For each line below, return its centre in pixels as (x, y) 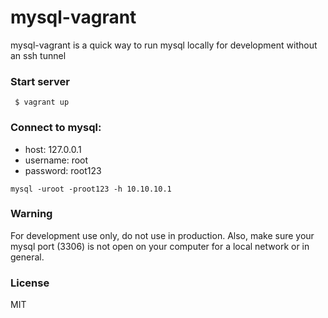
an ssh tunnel (38, 55)
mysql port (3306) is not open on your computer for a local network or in (160, 246)
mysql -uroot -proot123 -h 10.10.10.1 (91, 189)
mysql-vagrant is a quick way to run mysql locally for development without (164, 45)
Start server (40, 81)
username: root (56, 160)
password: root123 (63, 170)
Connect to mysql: (56, 128)
